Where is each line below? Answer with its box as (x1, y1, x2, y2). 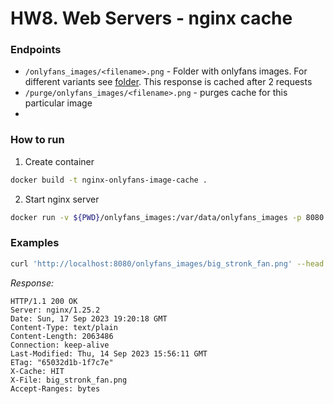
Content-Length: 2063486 (10, 331, 114, 341)
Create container (24, 155, 95, 167)
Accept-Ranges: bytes (10, 383, 101, 394)
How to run (10, 133, 65, 147)
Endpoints (10, 43, 62, 57)
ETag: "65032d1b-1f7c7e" (10, 357, 114, 367)
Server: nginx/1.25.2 (10, 305, 101, 315)
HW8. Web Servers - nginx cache (10, 7, 293, 30)
